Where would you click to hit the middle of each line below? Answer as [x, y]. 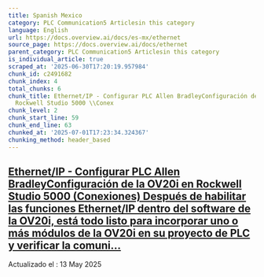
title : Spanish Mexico [45, 15]
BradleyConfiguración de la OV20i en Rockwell [125, 184]
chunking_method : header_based [59, 140]
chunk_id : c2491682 [40, 74]
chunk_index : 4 [33, 81]
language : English [38, 30]
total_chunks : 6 [35, 89]
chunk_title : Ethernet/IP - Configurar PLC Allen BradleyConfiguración [128, 96]
